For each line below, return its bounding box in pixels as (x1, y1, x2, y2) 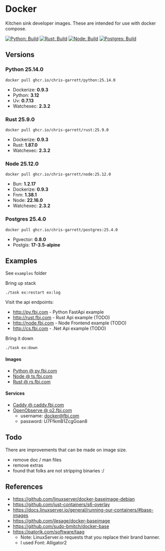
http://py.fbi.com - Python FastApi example (12, 309, 104, 315)
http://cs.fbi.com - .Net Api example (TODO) (12, 325, 107, 332)
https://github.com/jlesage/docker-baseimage (12, 518, 110, 524)
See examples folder (5, 270, 47, 277)
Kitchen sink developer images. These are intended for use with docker (5, 20, 156, 26)
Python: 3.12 (12, 92, 39, 98)
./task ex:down (5, 345, 38, 351)
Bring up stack (5, 280, 36, 286)
